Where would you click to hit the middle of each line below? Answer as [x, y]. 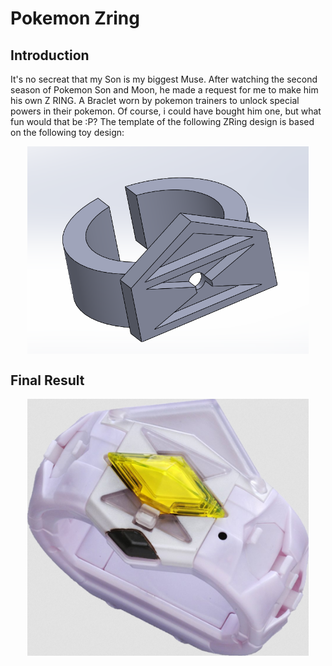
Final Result [47, 380]
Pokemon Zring [75, 18]
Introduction [50, 55]
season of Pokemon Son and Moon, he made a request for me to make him [164, 90]
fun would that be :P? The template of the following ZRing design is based [162, 121]
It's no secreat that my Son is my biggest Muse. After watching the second [164, 79]
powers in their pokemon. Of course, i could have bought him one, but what [166, 111]
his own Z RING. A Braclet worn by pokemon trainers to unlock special [155, 100]
